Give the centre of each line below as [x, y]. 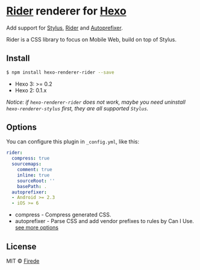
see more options [37, 228]
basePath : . [32, 186]
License [21, 246]
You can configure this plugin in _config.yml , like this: [73, 142]
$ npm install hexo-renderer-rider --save [60, 72]
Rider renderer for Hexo [66, 11]
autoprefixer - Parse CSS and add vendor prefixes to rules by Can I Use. [105, 221]
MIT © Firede [23, 261]
